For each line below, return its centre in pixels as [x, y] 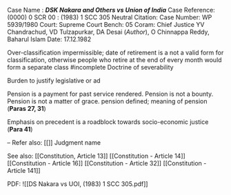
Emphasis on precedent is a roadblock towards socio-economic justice [108, 122]
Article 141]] [24, 171]
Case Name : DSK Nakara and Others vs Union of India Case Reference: [111, 10]
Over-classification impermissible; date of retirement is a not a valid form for [115, 52]
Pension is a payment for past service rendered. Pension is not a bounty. [110, 94]
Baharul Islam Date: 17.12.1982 [49, 39]
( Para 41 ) [20, 129]
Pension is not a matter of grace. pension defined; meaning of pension [107, 101]
